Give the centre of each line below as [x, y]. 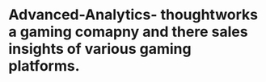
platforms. [44, 66]
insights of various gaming [100, 49]
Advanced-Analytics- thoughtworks [133, 15]
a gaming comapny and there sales [128, 32]
